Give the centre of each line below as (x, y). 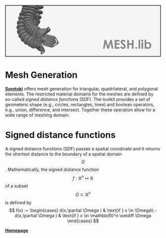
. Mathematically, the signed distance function (52, 169)
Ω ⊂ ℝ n (83, 194)
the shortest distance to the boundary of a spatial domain (63, 154)
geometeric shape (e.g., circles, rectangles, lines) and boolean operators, (80, 104)
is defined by (19, 203)
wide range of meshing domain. (38, 115)
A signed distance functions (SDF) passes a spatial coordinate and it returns (83, 148)
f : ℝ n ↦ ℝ (83, 178)
